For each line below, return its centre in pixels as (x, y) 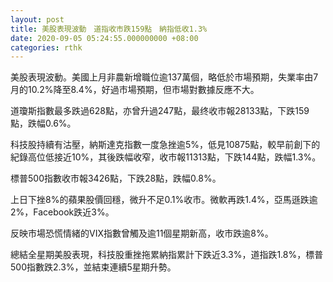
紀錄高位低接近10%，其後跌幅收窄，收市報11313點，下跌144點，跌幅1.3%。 (166, 157)
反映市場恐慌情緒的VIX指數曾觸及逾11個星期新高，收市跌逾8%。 (140, 233)
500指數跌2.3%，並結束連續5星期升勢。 (93, 267)
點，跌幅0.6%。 (43, 123)
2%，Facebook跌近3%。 (62, 212)
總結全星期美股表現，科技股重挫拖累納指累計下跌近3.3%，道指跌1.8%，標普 (167, 255)
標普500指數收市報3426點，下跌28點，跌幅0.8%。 (116, 178)
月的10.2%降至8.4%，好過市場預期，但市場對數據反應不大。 (135, 90)
